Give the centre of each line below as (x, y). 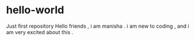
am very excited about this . (40, 32)
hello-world (35, 10)
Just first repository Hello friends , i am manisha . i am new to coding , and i (98, 26)
